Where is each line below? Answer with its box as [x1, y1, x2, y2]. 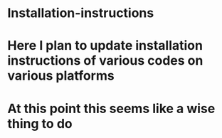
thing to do [7, 115, 73, 132]
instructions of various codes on [7, 53, 203, 69]
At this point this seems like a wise [7, 100, 216, 117]
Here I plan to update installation [7, 38, 203, 54]
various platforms [7, 68, 115, 84]
